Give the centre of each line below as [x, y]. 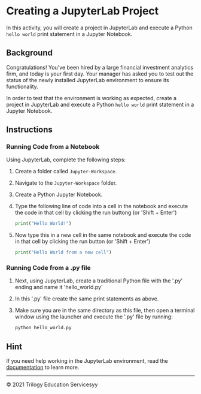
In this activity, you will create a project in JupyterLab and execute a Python [99, 28]
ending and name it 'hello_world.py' [59, 287]
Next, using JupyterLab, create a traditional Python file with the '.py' [99, 281]
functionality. [22, 86]
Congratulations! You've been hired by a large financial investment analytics [100, 67]
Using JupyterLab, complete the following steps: [66, 160]
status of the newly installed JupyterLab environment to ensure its [88, 80]
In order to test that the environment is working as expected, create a [92, 98]
